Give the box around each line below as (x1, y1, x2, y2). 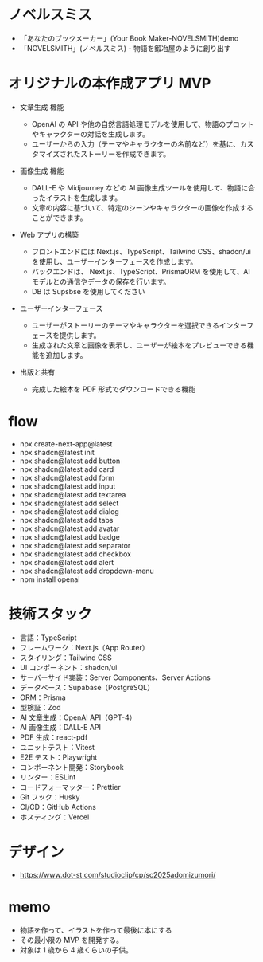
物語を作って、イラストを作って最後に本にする (19, 925, 172, 935)
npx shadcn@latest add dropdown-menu (19, 566, 154, 575)
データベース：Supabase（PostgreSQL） (19, 682, 155, 692)
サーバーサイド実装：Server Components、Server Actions (19, 673, 211, 682)
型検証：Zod (19, 702, 61, 712)
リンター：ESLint (19, 772, 76, 782)
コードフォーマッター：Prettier (19, 782, 121, 791)
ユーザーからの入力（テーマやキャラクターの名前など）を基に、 (31, 139, 241, 148)
